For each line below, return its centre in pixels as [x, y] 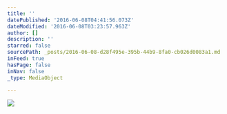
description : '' [30, 39]
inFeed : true [26, 59]
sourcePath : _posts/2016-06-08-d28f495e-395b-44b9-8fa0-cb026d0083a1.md [114, 53]
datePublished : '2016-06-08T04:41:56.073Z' [71, 20]
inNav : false [26, 71]
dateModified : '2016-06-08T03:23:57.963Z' [69, 26]
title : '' [21, 13]
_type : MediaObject [35, 78]
